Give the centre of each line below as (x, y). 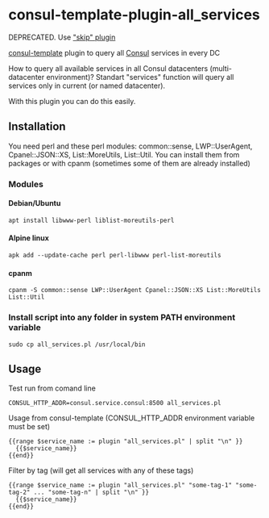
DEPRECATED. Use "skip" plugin (62, 37)
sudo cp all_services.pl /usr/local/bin (77, 345)
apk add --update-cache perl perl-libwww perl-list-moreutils (115, 256)
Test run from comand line (52, 388)
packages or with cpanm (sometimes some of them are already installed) (130, 163)
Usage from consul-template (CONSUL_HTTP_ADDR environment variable (132, 418)
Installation (37, 127)
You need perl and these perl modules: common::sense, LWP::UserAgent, (130, 146)
